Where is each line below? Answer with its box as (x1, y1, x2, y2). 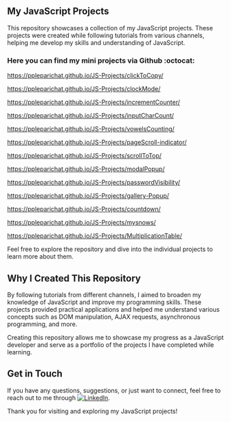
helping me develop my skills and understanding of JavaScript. (7, 38, 186, 47)
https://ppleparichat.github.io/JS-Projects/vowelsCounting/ (7, 125, 175, 133)
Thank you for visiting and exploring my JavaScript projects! (7, 407, 177, 415)
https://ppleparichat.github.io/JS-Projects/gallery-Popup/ (7, 192, 170, 200)
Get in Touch (7, 368, 63, 380)
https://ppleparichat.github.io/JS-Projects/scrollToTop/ (7, 152, 162, 160)
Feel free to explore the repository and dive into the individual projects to (7, 245, 213, 254)
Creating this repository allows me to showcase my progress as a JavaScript (7, 333, 224, 341)
